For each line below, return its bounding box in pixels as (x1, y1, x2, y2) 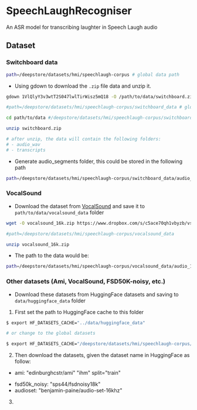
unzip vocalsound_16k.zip (6, 241, 69, 248)
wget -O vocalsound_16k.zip (6, 220, 75, 226)
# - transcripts (6, 147, 46, 153)
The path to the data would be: (14, 252, 89, 259)
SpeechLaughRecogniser (6, 4, 132, 18)
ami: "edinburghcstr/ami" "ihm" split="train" (14, 369, 121, 376)
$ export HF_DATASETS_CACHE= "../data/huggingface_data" (6, 319, 145, 326)
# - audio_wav (6, 141, 41, 148)
